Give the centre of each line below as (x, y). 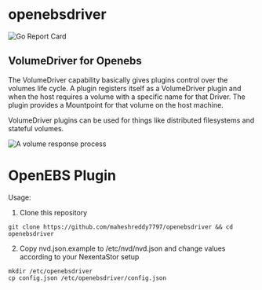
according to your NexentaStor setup (79, 256)
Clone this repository (53, 212)
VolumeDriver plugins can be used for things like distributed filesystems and (131, 120)
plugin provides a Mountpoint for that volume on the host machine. (116, 105)
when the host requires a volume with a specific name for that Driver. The (127, 97)
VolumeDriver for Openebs (75, 61)
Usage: (20, 197)
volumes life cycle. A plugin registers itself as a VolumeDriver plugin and (125, 88)
